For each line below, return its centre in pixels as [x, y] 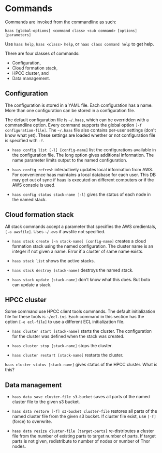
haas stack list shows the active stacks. [53, 260]
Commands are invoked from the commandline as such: [61, 22]
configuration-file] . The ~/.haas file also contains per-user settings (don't [81, 130]
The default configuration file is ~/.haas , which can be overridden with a [77, 120]
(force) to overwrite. [32, 421]
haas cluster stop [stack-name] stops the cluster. [62, 346]
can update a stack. [32, 285]
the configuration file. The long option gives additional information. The [83, 155]
